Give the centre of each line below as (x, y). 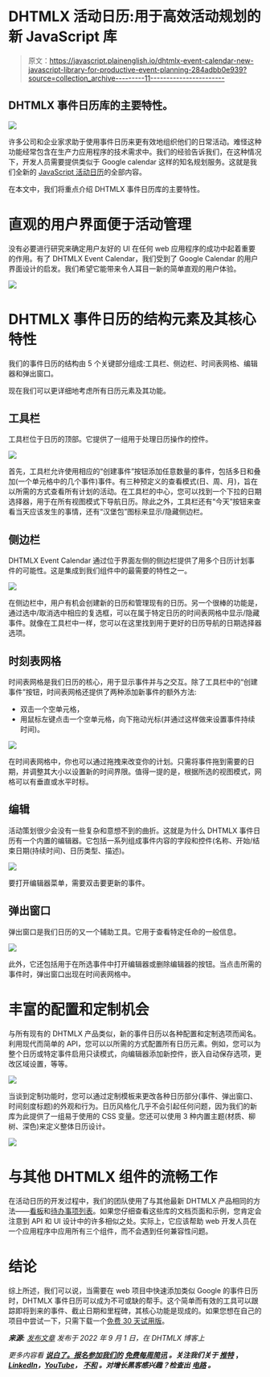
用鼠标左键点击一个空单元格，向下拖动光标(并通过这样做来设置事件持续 (137, 719)
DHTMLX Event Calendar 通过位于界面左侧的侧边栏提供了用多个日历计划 (128, 560)
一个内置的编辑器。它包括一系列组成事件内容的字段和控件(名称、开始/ (137, 840)
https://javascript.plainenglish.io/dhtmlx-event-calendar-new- (152, 60)
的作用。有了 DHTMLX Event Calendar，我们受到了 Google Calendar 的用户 (133, 258)
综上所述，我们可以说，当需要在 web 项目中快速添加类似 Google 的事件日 (130, 1290)
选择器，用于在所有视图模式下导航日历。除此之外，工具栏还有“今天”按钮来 (131, 501)
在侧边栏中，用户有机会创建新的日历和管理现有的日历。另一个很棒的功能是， (135, 603)
